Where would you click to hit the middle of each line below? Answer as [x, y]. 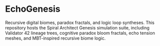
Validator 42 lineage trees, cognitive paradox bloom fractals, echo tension [80, 33]
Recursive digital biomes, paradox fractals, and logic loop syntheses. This [80, 23]
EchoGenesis [33, 9]
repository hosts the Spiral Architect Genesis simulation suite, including [77, 27]
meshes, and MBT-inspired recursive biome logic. [55, 38]
